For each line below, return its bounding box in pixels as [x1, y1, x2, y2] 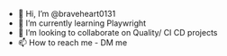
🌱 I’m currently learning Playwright [17, 18, 147, 28]
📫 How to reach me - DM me [17, 37, 128, 48]
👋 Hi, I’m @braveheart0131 [17, 9, 116, 19]
